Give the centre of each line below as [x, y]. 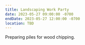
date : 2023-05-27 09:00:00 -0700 [39, 14]
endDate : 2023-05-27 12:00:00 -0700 [42, 19]
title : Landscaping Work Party [37, 10]
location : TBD [20, 23]
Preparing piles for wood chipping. [40, 37]
